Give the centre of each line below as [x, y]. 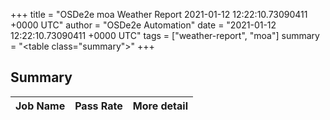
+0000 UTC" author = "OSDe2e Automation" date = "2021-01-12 [143, 25]
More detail [160, 106]
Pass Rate [98, 106]
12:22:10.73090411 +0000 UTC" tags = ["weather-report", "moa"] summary [165, 35]
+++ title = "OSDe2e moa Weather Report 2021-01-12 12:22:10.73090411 [159, 14]
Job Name [40, 106]
